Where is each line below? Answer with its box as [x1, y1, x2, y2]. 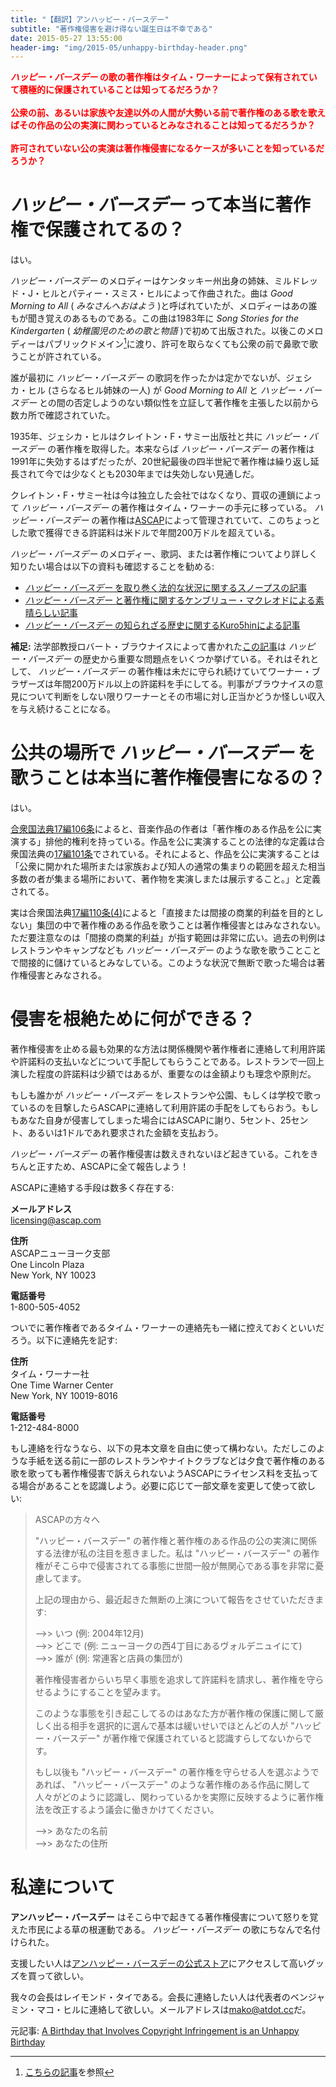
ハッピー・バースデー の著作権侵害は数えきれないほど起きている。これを [10, 1147, 310, 1160]
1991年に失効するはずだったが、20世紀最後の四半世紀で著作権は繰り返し [10, 455, 311, 467]
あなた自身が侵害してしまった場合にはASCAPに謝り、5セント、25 [18, 1114, 292, 1126]
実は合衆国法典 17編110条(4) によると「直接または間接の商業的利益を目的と [10, 906, 315, 918]
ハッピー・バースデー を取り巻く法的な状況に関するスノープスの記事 [24, 581, 308, 593]
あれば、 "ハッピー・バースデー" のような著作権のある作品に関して [34, 1778, 311, 1790]
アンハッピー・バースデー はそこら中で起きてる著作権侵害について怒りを [10, 1911, 310, 1923]
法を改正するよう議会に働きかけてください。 [34, 1803, 220, 1815]
